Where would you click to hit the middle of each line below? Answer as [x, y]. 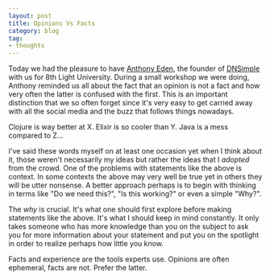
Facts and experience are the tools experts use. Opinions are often [119, 259]
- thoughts [27, 46]
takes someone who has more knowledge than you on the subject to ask [129, 227]
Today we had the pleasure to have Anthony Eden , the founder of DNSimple [134, 68]
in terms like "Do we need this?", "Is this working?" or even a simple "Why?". [135, 194]
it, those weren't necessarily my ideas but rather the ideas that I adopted [129, 160]
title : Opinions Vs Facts [52, 23]
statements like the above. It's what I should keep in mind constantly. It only [134, 218]
